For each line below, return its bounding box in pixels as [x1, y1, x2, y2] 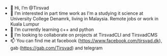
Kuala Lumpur [10, 21, 40, 27]
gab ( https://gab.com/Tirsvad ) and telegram [10, 45, 103, 51]
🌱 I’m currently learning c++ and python [10, 26, 94, 33]
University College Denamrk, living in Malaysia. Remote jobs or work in [10, 16, 159, 21]
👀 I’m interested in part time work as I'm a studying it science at [10, 10, 144, 16]
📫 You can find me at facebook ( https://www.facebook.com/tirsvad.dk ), [10, 38, 162, 43]
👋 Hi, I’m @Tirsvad [10, 5, 49, 11]
